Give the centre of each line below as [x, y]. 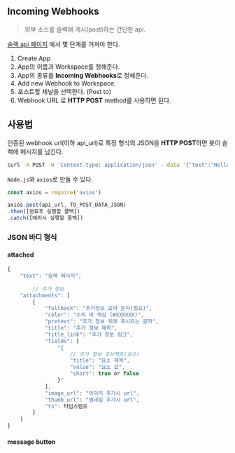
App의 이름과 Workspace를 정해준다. [69, 67]
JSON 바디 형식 [32, 237]
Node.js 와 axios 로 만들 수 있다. [50, 179]
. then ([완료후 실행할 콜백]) [44, 212]
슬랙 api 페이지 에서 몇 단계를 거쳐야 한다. [64, 44]
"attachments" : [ [45, 295]
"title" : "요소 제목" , [100, 360]
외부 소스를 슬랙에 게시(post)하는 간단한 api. [85, 29]
